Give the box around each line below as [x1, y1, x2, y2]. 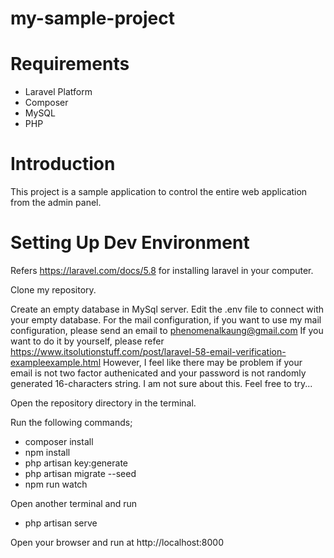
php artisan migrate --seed [24, 468, 137, 479]
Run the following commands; [10, 417, 133, 428]
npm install [24, 447, 71, 458]
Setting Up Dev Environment [10, 232, 250, 254]
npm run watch [24, 478, 88, 490]
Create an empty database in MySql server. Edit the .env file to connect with [10, 303, 325, 315]
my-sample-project [10, 7, 175, 30]
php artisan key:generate [24, 457, 129, 469]
